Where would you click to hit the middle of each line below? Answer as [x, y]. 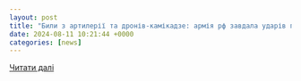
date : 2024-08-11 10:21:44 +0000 [72, 34]
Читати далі [32, 68]
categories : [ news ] [46, 42]
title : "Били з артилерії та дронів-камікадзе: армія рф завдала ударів [148, 26]
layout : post [34, 17]
